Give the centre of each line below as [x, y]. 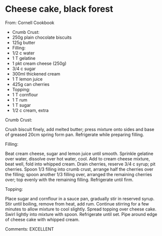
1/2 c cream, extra [30, 110]
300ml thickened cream [36, 74]
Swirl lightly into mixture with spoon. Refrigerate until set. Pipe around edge [81, 214]
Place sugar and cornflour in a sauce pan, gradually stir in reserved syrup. [80, 198]
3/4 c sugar [24, 68]
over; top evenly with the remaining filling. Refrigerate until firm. [69, 180]
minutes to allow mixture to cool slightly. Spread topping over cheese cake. [81, 209]
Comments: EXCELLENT [30, 229]
